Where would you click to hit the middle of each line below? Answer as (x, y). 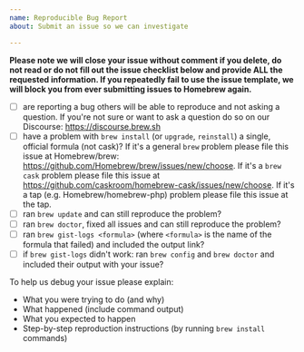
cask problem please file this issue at (91, 175)
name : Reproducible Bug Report (69, 18)
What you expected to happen (79, 318)
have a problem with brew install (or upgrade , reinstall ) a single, (147, 136)
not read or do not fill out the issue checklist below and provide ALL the (146, 70)
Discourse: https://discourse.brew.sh (92, 126)
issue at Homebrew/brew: (71, 156)
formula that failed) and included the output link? (113, 244)
